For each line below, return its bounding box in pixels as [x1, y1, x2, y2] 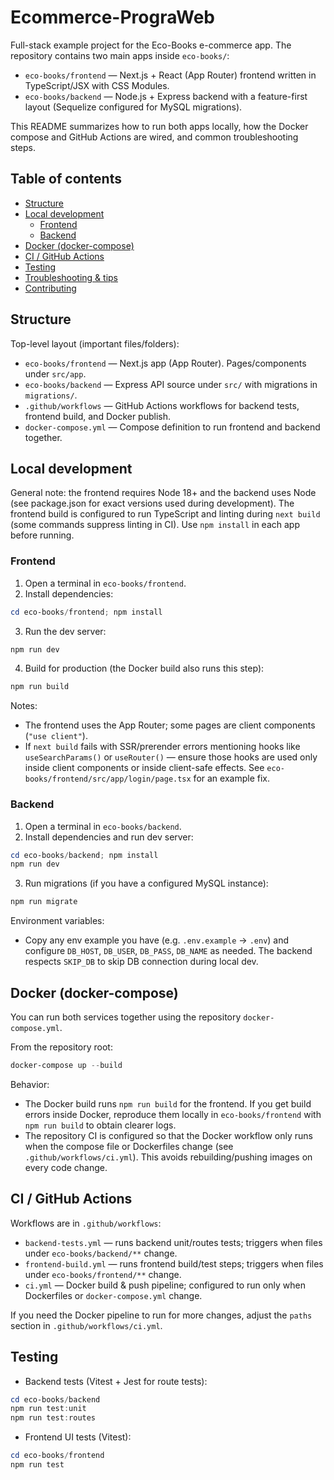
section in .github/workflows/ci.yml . [10, 1319, 163, 1331]
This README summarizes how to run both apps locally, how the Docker [10, 120, 309, 132]
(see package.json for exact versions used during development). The [10, 497, 295, 510]
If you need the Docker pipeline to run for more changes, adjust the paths [10, 1309, 313, 1321]
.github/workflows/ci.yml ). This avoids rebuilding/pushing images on [24, 1151, 313, 1163]
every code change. [24, 1161, 108, 1173]
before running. [10, 529, 75, 541]
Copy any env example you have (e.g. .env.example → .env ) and [24, 934, 290, 946]
